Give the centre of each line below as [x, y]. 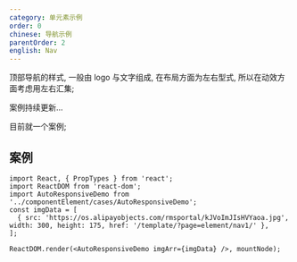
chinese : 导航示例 [41, 34]
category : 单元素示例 [46, 17]
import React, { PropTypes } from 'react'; [91, 178]
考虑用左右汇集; [45, 89]
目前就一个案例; [38, 127]
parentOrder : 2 [37, 42]
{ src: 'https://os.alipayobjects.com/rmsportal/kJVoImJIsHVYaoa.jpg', [153, 217]
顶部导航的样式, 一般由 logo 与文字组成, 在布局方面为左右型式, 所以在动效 [144, 78]
